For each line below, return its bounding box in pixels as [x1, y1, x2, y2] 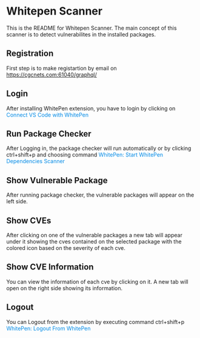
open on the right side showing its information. [6, 284, 123, 292]
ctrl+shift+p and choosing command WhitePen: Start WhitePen [6, 151, 164, 158]
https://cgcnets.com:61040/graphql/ [6, 71, 97, 78]
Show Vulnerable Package [6, 175, 108, 186]
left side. [6, 198, 28, 205]
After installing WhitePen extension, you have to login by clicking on [6, 104, 176, 112]
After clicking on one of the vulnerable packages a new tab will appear [6, 232, 183, 238]
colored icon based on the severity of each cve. [6, 245, 125, 251]
